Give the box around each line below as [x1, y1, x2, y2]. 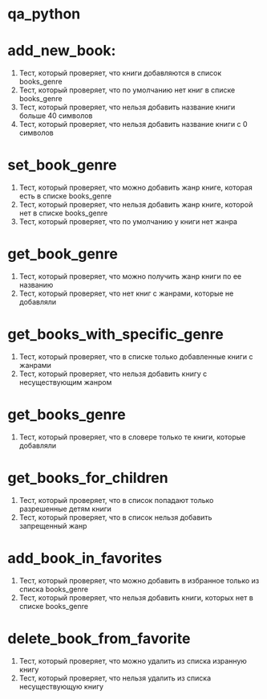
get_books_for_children [7, 469, 169, 487]
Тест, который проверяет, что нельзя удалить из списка [18, 672, 212, 683]
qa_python [7, 5, 81, 23]
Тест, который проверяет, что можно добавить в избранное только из [18, 575, 260, 585]
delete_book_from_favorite [7, 629, 191, 648]
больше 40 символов [18, 111, 93, 121]
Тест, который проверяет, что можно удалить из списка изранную [18, 656, 248, 665]
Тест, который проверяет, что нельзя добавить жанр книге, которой [18, 200, 253, 210]
